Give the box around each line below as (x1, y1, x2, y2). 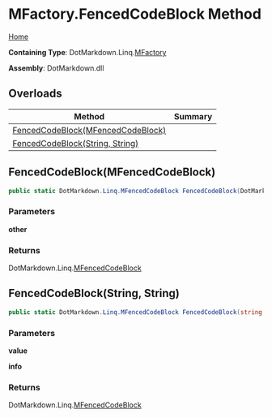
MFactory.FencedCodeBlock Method (8, 5, 261, 24)
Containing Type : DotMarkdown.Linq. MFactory (8, 47, 167, 57)
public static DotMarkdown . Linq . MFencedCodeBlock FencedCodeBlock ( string (8, 308, 263, 317)
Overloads (8, 87, 62, 101)
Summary (173, 110, 213, 122)
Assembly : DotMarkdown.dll (8, 62, 104, 73)
